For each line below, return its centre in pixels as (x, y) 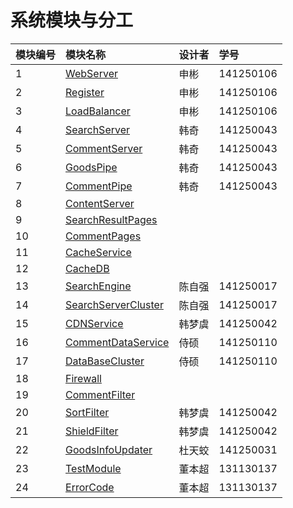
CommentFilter (100, 394)
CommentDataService (117, 342)
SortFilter (87, 412)
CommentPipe (99, 186)
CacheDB (87, 268)
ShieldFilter (92, 431)
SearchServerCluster (114, 304)
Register (85, 92)
